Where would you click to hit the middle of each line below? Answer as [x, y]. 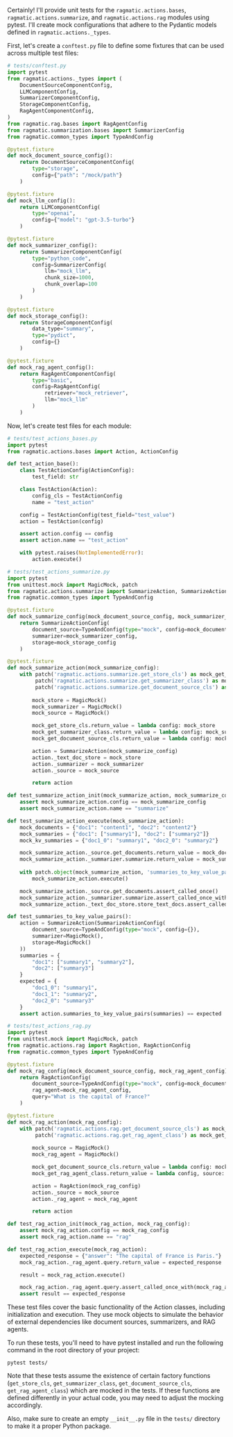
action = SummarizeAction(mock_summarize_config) [105, 751]
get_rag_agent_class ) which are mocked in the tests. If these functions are [114, 1390]
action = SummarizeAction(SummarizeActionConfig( [93, 923]
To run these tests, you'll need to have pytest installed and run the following [115, 1343]
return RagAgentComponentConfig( [68, 374]
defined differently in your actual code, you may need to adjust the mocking [115, 1398]
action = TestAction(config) [62, 521]
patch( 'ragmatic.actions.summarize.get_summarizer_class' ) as [127, 681]
